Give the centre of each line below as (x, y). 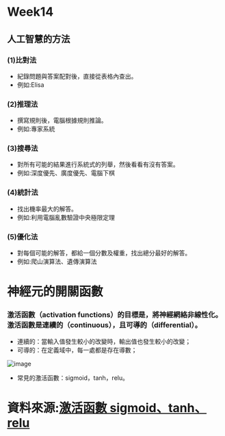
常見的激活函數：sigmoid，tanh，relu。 (72, 378)
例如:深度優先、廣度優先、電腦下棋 (66, 173)
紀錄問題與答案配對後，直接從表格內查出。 (77, 76)
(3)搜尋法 (23, 149)
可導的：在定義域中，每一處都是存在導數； (77, 350)
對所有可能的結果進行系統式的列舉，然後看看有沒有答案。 (98, 164)
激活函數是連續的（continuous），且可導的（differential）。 (105, 325)
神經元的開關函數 (55, 292)
